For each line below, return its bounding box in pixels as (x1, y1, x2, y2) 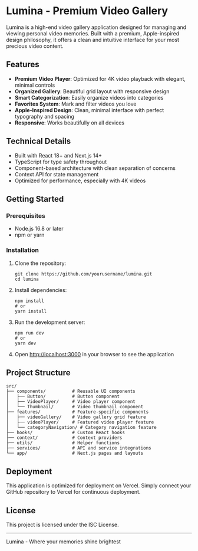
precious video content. (6, 42, 64, 50)
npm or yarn (14, 231, 45, 238)
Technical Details (6, 136, 71, 146)
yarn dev (14, 340, 37, 346)
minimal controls (14, 81, 55, 88)
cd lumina (14, 276, 39, 282)
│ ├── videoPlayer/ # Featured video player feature (6, 419, 154, 425)
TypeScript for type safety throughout (14, 158, 107, 165)
